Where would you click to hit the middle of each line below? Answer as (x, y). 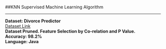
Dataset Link (18, 26)
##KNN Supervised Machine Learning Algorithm (54, 7)
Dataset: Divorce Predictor (33, 21)
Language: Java (22, 41)
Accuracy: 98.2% (23, 36)
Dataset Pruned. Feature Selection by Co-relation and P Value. (70, 31)
